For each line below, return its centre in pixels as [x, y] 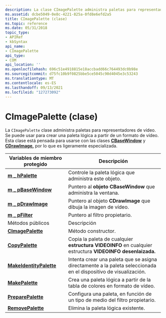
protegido [36, 164]
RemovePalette [26, 308]
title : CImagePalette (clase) [36, 19]
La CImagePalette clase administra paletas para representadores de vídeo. [81, 130]
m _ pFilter [20, 215]
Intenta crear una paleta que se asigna [113, 259]
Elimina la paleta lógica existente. [107, 308]
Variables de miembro [36, 158]
